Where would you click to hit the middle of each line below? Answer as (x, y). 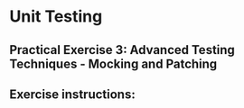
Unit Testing (56, 17)
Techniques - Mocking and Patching (113, 63)
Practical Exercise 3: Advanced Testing (122, 50)
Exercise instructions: (72, 94)
